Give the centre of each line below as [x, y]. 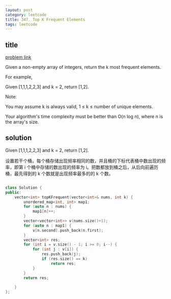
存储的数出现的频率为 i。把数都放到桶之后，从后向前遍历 [99, 167]
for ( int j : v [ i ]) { [55, 250]
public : [13, 192]
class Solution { [24, 188]
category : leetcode [26, 15]
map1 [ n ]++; [44, 211]
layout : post [19, 10]
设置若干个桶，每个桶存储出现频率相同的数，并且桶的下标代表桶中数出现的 [83, 161]
